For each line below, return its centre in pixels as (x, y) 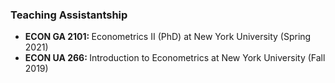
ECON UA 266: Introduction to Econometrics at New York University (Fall (175, 58)
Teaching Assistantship (69, 15)
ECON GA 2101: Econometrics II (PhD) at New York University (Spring (168, 37)
